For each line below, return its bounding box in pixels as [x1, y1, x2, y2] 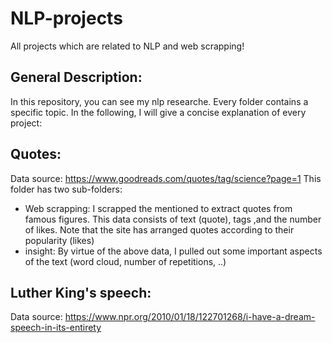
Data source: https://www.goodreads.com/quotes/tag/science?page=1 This [10, 172, 322, 184]
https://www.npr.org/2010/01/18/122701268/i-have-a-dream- [64, 311, 316, 323]
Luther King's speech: [10, 284, 152, 301]
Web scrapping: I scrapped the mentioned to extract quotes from [24, 202, 293, 214]
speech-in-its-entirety [10, 322, 102, 334]
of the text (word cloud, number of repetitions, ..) [24, 255, 227, 267]
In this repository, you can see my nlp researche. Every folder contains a [10, 95, 309, 107]
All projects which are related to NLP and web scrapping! [10, 40, 245, 52]
